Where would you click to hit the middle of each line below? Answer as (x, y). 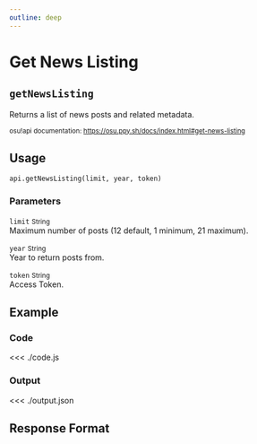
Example (34, 313)
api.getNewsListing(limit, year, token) (86, 179)
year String (28, 248)
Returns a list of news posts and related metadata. (102, 114)
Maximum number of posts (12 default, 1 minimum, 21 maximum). (129, 231)
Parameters (35, 201)
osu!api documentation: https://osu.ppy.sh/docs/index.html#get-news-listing (128, 131)
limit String (30, 222)
